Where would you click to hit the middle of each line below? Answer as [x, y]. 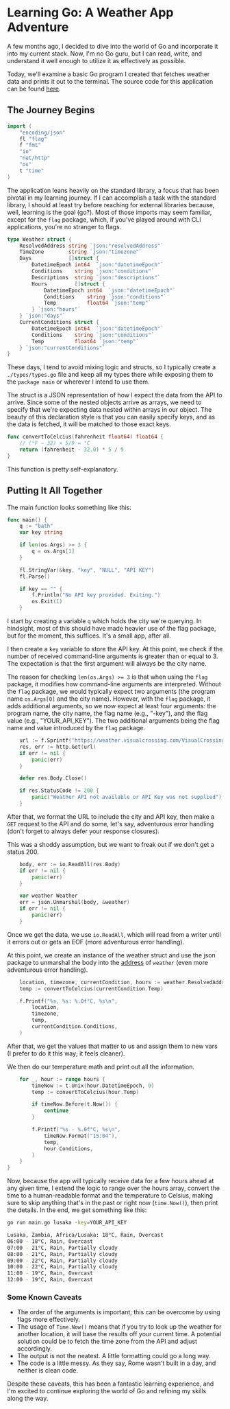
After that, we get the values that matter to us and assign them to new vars [112, 1046]
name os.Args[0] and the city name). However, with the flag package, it [109, 699]
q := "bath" [36, 526]
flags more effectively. [49, 1320]
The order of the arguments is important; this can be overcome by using [118, 1312]
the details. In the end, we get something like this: [77, 1210]
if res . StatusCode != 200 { [59, 791]
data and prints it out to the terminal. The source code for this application [110, 81]
